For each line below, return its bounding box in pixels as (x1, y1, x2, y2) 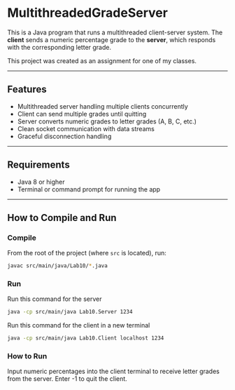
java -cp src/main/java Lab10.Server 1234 (7, 309, 133, 316)
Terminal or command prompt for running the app (17, 184, 161, 194)
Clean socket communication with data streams (17, 124, 155, 133)
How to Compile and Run (7, 212, 117, 224)
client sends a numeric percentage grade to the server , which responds (7, 35, 216, 43)
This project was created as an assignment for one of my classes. (7, 56, 197, 65)
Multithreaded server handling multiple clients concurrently (17, 102, 189, 110)
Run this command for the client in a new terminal (7, 321, 150, 330)
